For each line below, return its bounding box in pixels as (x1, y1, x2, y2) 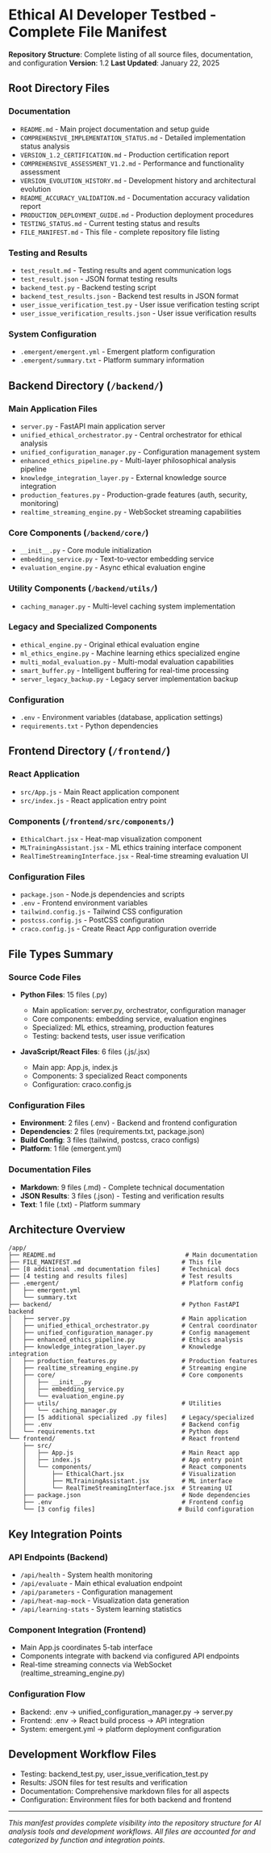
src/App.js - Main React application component (19, 787, 180, 797)
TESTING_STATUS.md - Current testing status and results (19, 218, 200, 228)
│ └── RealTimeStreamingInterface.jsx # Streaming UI (23, 1484, 232, 1492)
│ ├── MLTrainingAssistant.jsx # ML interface (23, 1477, 232, 1486)
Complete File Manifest (8, 23, 168, 41)
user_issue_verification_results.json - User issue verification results (19, 308, 256, 318)
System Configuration (8, 328, 97, 340)
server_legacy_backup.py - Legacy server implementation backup (19, 674, 239, 684)
